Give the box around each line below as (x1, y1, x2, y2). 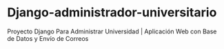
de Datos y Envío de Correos (7, 34, 89, 42)
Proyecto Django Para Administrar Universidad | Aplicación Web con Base (7, 27, 217, 35)
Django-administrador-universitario (7, 5, 217, 20)
